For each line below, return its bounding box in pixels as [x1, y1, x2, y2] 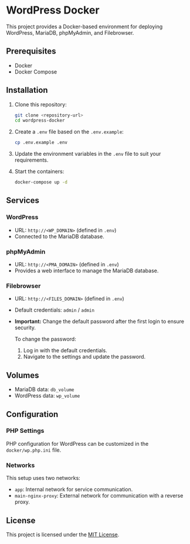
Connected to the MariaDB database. [14, 233, 104, 240]
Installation [6, 85, 48, 95]
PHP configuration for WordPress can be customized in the [6, 440, 149, 447]
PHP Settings [6, 427, 45, 435]
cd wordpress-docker [14, 118, 65, 124]
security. [14, 324, 36, 331]
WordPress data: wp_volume [14, 392, 80, 399]
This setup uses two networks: [6, 475, 80, 482]
